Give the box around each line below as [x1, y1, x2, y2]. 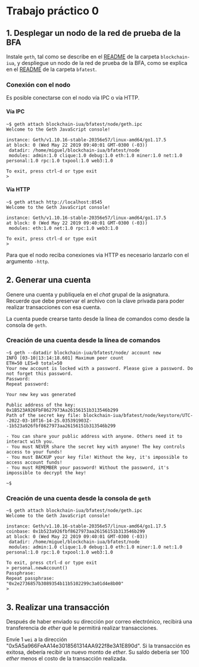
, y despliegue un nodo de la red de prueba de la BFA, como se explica [14, 60, 188, 66]
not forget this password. [6, 370, 73, 376]
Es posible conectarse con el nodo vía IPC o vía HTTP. [6, 94, 140, 101]
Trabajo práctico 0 [6, 4, 99, 18]
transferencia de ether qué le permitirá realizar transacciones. [6, 624, 158, 631]
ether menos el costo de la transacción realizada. [6, 654, 127, 662]
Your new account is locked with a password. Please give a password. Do [6, 365, 194, 371]
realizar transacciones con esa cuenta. [6, 303, 101, 311]
